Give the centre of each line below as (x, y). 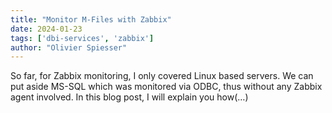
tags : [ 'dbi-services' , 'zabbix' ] (82, 38)
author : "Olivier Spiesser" (69, 47)
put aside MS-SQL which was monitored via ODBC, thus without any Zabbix (166, 87)
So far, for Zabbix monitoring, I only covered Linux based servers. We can (162, 76)
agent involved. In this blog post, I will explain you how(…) (129, 97)
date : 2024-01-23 (46, 29)
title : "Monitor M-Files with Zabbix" (91, 19)
